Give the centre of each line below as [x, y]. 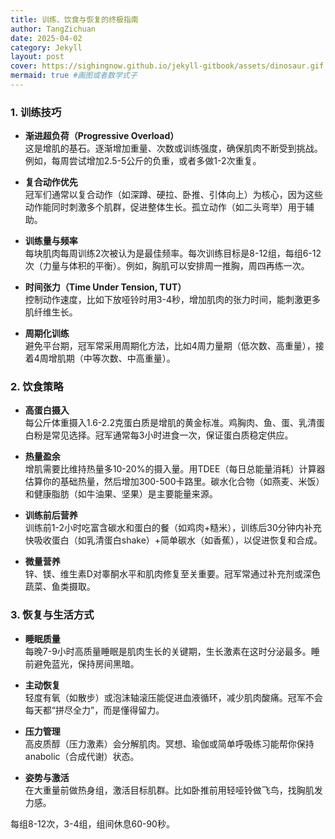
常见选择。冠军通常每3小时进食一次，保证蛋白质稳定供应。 [172, 435]
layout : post [37, 57]
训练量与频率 [51, 241]
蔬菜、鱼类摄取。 [60, 587]
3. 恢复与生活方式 [52, 615]
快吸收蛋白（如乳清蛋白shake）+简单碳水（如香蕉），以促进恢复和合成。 [173, 540]
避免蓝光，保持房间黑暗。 [86, 663]
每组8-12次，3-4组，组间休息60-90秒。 [92, 823]
